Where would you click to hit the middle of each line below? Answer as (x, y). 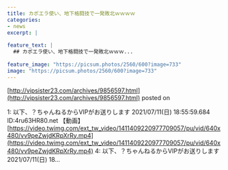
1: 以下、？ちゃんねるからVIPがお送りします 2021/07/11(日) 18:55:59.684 (109, 112)
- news (16, 26)
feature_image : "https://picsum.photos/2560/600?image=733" (95, 64)
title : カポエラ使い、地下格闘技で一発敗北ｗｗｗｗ (71, 13)
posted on (156, 97)
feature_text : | (30, 45)
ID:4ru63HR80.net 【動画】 (45, 120)
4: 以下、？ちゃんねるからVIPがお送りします (157, 151)
